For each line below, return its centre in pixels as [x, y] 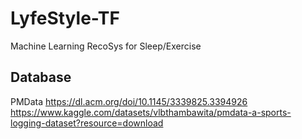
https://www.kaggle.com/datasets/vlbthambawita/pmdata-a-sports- [151, 112]
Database [41, 77]
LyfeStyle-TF [65, 18]
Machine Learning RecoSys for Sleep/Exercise [106, 46]
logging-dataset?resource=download [87, 123]
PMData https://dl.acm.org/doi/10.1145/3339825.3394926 [129, 101]
